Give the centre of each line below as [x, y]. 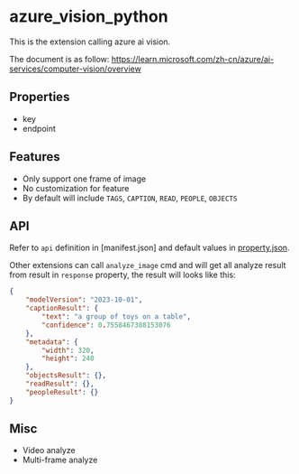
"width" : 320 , [68, 350]
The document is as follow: [59, 59]
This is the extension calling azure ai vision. [90, 42]
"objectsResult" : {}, [66, 376]
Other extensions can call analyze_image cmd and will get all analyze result [148, 265]
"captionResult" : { [62, 309]
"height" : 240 [68, 358]
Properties [40, 97]
